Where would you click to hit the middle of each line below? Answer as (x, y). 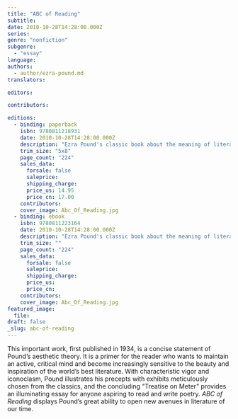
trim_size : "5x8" (46, 151)
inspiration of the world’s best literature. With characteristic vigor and (108, 371)
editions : (22, 118)
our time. (21, 409)
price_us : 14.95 (50, 190)
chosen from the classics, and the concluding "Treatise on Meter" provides (117, 386)
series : (19, 34)
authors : (20, 67)
